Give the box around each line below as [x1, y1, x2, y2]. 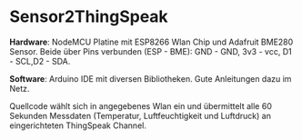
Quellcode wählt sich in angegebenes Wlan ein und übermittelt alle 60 [9, 100, 273, 111]
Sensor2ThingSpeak [9, 6, 168, 27]
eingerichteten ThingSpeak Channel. [9, 120, 147, 131]
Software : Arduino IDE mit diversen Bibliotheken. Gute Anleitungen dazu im [9, 73, 292, 84]
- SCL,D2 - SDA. [9, 55, 71, 66]
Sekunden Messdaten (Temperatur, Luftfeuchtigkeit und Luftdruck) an [9, 110, 271, 121]
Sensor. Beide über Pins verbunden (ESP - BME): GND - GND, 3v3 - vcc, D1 [9, 45, 293, 56]
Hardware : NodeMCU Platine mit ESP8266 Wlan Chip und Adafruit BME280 [9, 36, 294, 47]
